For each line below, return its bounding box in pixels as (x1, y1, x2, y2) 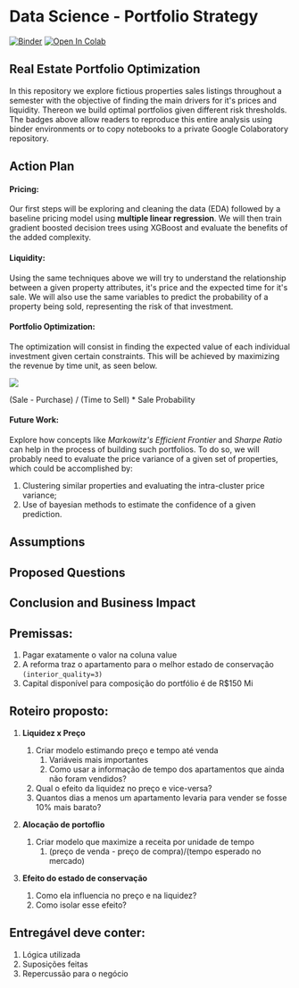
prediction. (21, 508, 62, 519)
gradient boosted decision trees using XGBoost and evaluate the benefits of (9, 222, 288, 233)
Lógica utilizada (21, 949, 81, 959)
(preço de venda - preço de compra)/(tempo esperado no (48, 846, 262, 857)
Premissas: (9, 625, 73, 641)
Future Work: (9, 414, 60, 425)
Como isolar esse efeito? (35, 900, 127, 910)
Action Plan (9, 159, 75, 174)
